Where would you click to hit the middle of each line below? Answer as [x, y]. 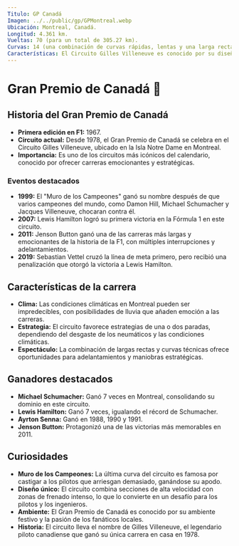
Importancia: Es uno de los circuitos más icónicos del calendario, [114, 154]
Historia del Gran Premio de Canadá [88, 115]
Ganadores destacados [60, 379]
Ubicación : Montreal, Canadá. [52, 27]
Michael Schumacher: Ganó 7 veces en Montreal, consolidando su [116, 397]
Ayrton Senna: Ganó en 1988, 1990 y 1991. [80, 419]
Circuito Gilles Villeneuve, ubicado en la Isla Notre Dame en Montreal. [119, 147]
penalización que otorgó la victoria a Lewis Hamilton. [95, 265]
